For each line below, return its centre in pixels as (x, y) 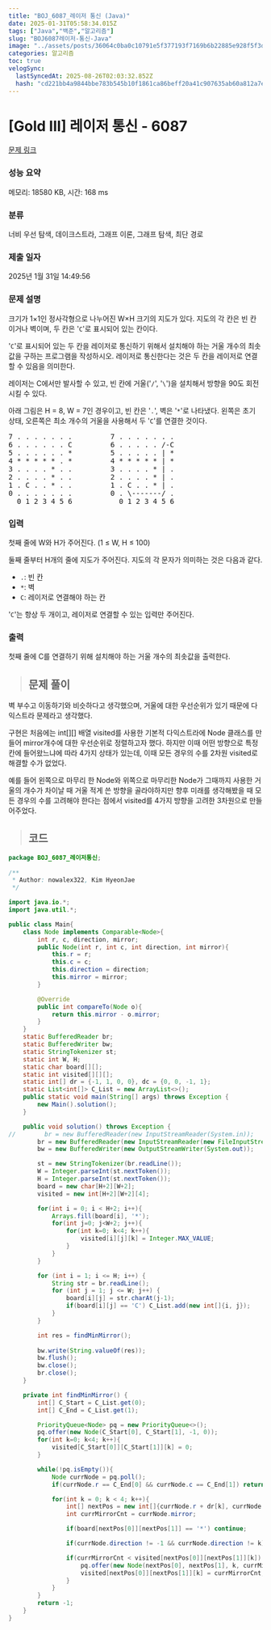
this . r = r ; (71, 955)
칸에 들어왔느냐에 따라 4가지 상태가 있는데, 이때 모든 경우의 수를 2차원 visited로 (133, 753)
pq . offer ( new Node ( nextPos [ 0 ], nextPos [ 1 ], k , (160, 1565)
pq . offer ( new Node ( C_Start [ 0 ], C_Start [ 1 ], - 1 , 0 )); (128, 1433)
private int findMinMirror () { (75, 1395)
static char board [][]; (63, 1067)
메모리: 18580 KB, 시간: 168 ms (58, 192)
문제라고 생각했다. (64, 716)
